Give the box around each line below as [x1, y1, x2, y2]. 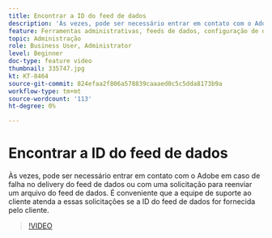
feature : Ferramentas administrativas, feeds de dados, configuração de [8, 27, 259, 35]
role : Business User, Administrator [8, 42, 132, 50]
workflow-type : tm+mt [8, 87, 82, 96]
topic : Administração [8, 34, 82, 43]
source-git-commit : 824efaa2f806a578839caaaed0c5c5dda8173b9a [8, 79, 223, 87]
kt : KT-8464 [8, 72, 49, 80]
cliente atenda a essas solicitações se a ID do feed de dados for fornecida [8, 197, 256, 206]
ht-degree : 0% [8, 102, 57, 110]
